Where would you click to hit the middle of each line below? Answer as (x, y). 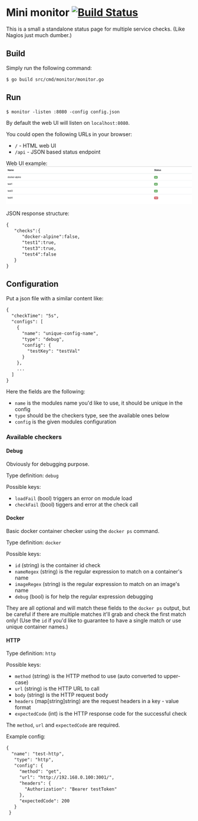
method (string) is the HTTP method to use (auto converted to (88, 676)
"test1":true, (39, 242)
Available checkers (34, 437)
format (23, 707)
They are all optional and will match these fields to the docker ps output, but (98, 608)
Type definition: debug (32, 475)
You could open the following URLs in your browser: (69, 134)
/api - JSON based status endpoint (57, 152)
